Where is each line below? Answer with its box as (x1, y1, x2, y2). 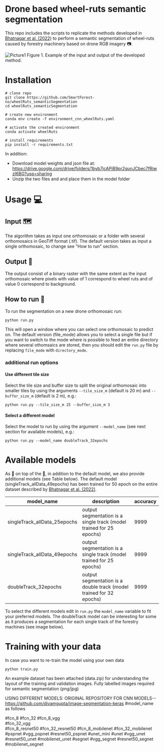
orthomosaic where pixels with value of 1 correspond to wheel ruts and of (5, 276, 153, 281)
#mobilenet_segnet (5, 741, 44, 747)
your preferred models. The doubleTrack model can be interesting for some (5, 613, 157, 619)
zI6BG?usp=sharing (12, 171, 52, 176)
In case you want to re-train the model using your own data (5, 657, 124, 663)
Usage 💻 (5, 194, 43, 205)
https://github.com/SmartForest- (26, 95, 95, 100)
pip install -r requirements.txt (5, 142, 73, 147)
